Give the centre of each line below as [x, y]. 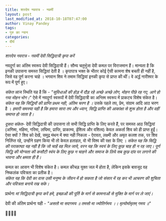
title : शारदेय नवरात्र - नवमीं [29, 10]
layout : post [18, 14]
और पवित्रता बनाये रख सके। [27, 184]
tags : [11, 28]
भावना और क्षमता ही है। [23, 157]
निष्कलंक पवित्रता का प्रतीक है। [29, 172]
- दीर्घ [10, 42]
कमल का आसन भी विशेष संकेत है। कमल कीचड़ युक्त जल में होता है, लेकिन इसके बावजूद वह [76, 167]
